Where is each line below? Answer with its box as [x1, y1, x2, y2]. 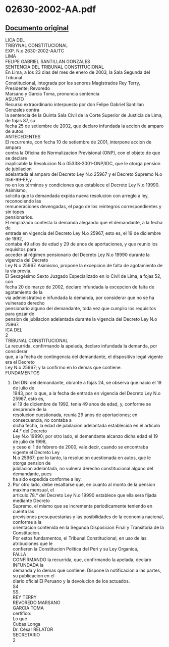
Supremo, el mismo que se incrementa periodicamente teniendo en [12, 503, 153, 509]
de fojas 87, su [5, 118, 35, 123]
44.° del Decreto [12, 428, 47, 434]
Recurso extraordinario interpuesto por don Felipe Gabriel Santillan [5, 102, 144, 107]
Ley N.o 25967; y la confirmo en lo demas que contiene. [5, 365, 122, 370]
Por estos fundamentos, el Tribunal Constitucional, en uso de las [12, 535, 147, 541]
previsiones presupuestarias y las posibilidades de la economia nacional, [12, 514, 164, 520]
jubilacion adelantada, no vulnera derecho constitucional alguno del [12, 466, 153, 471]
